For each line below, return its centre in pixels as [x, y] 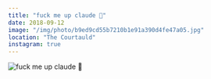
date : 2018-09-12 [36, 23]
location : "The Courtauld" [52, 37]
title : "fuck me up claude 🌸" [57, 15]
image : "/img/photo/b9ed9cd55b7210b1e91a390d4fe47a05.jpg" [106, 30]
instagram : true [34, 45]
